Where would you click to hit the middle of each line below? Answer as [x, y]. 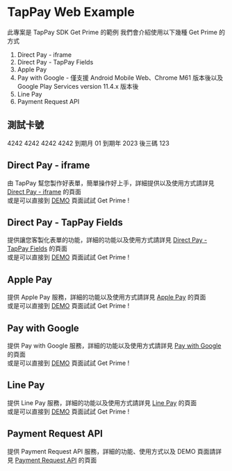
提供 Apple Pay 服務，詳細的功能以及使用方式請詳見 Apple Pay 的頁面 [107, 297]
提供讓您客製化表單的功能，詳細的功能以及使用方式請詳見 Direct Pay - [107, 240]
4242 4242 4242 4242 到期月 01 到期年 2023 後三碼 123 [89, 143]
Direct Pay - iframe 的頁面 [44, 191]
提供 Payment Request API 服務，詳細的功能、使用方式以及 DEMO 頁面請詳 [115, 451]
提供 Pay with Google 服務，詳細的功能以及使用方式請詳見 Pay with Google [114, 345]
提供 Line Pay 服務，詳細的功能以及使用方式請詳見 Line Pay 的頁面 [102, 402]
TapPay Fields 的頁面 [37, 249]
